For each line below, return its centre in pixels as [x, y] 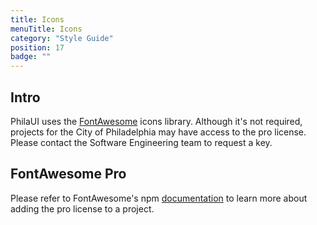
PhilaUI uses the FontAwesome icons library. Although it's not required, [156, 121]
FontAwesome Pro [68, 174]
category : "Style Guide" [62, 38]
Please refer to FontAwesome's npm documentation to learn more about [159, 198]
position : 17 [37, 47]
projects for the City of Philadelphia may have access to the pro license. [158, 132]
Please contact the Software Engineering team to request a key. [141, 142]
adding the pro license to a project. [82, 208]
